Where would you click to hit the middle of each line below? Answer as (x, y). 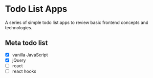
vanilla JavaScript (30, 55)
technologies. (19, 27)
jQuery (19, 60)
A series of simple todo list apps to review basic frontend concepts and (77, 22)
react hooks (24, 71)
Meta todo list (26, 43)
